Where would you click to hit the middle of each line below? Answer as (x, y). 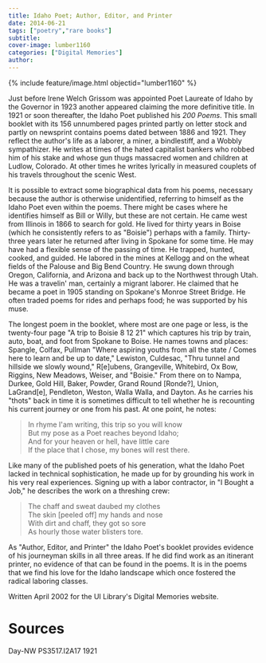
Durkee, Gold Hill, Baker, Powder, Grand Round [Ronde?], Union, (113, 383)
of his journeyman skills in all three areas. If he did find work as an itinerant (131, 555)
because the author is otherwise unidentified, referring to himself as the (126, 198)
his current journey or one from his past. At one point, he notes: (112, 408)
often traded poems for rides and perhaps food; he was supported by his (128, 300)
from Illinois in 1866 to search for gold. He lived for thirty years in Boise (125, 223)
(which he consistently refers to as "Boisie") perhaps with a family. (117, 232)
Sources (37, 629)
